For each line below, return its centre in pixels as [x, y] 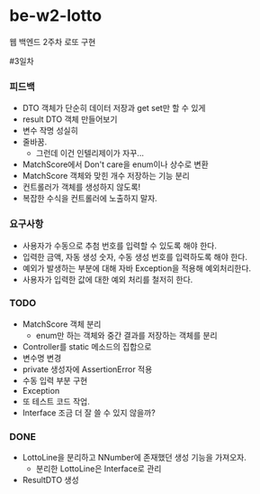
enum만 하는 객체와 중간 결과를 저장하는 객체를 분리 [126, 335]
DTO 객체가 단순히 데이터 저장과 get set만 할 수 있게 [114, 108]
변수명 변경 [42, 358]
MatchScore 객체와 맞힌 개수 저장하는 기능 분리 [106, 176]
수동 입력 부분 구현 [55, 380]
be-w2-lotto [55, 16]
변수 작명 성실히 [50, 131]
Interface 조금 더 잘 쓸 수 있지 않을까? [89, 413]
